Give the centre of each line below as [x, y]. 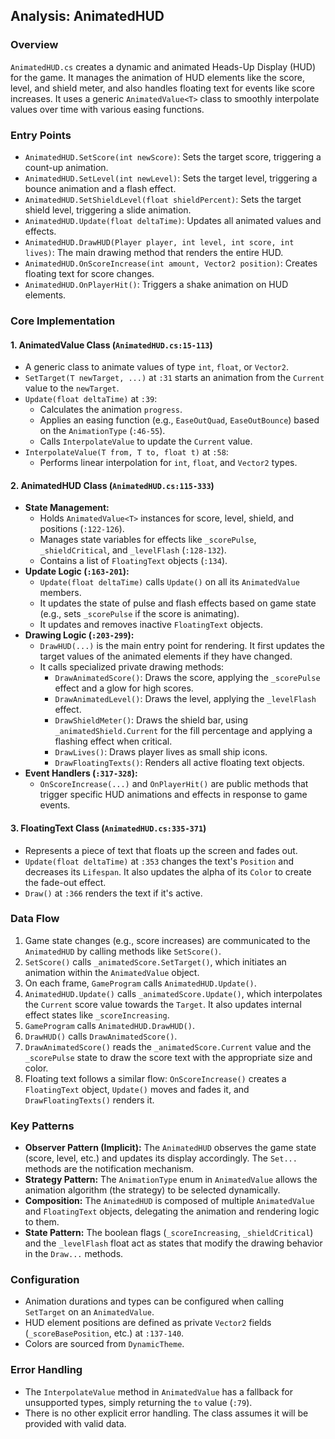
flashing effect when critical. [113, 741]
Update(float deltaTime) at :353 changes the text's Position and [159, 861]
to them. [42, 1222]
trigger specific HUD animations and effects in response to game [173, 795]
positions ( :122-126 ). [82, 529]
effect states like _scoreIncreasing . [97, 1015]
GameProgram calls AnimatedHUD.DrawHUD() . [109, 1025]
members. [60, 593]
